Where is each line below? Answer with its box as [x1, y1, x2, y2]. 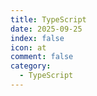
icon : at [10, 42, 47, 53]
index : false [10, 33, 65, 43]
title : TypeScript [10, 14, 87, 25]
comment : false [10, 52, 74, 62]
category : [10, 61, 52, 71]
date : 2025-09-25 [10, 24, 83, 34]
